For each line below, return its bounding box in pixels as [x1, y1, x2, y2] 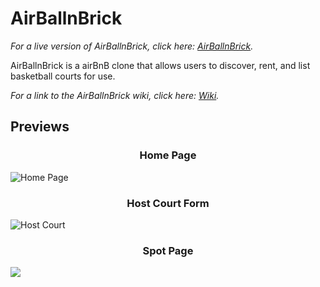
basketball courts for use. [10, 70, 116, 82]
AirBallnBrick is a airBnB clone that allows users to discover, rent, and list [10, 59, 311, 71]
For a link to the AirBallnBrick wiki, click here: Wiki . [10, 89, 220, 101]
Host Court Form [126, 196, 210, 210]
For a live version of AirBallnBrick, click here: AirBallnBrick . [10, 40, 254, 52]
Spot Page [142, 243, 194, 257]
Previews [10, 118, 70, 136]
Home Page [139, 148, 197, 162]
